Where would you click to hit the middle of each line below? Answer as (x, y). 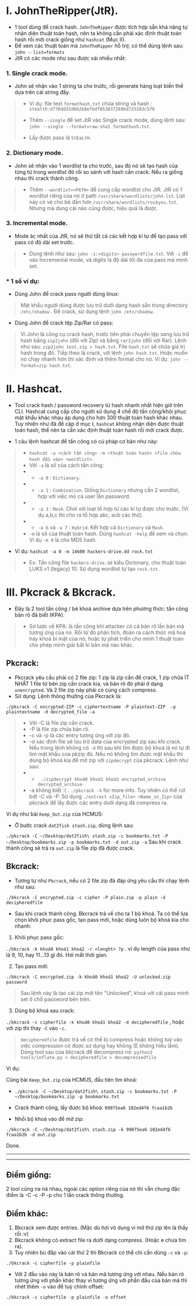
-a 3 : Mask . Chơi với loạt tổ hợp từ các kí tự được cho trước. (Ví (113, 509)
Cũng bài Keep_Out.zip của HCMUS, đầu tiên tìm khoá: (72, 1079)
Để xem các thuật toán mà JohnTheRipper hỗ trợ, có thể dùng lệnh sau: (99, 46)
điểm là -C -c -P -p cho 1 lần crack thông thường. (65, 1195)
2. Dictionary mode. (35, 153)
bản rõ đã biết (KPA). (40, 615)
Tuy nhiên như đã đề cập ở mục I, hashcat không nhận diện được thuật (99, 424)
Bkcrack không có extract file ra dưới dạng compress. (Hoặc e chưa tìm (100, 1240)
